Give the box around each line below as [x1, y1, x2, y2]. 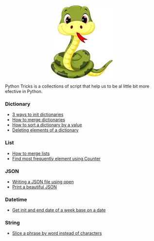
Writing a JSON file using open [12, 179, 74, 185]
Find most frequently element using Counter [12, 155, 101, 161]
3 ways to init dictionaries [12, 111, 64, 117]
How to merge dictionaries [12, 117, 66, 123]
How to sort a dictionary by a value [12, 122, 83, 128]
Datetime [5, 196, 27, 203]
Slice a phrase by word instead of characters [12, 230, 102, 236]
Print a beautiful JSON [12, 184, 57, 190]
